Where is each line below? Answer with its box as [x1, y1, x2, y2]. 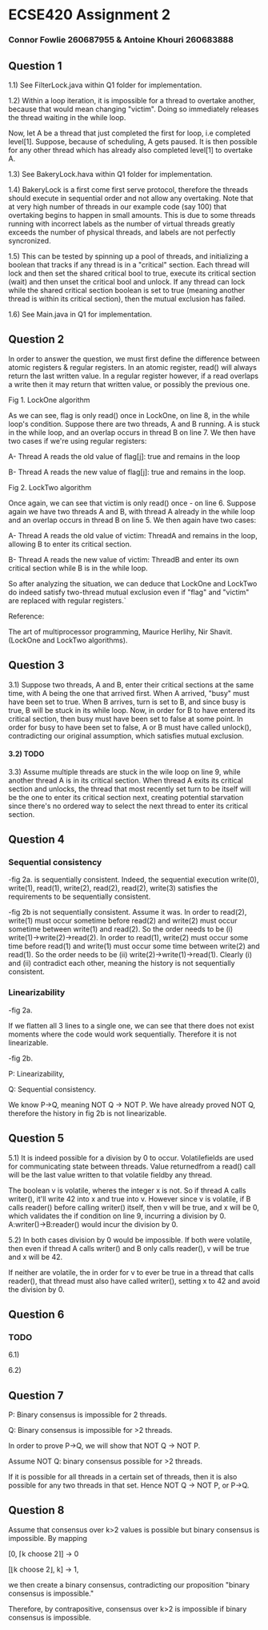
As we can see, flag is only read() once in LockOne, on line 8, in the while [8, 410, 250, 420]
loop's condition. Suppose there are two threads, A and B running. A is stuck [8, 419, 260, 429]
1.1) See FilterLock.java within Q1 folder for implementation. [8, 80, 202, 90]
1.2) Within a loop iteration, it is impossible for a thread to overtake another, [8, 95, 256, 105]
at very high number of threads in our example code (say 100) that [8, 202, 227, 211]
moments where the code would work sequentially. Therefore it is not [8, 1029, 238, 1039]
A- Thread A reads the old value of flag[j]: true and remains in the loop [8, 451, 240, 461]
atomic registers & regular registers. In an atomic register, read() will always [8, 362, 258, 372]
